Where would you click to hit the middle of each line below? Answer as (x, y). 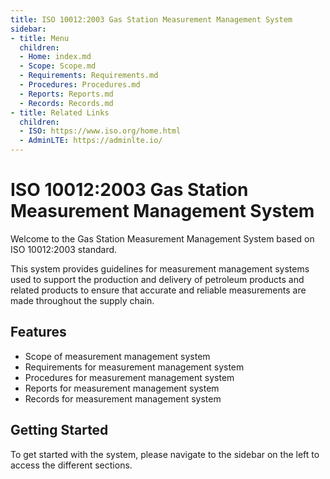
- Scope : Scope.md (58, 66)
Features (38, 332)
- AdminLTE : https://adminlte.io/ (91, 141)
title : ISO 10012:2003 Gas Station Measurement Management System (151, 19)
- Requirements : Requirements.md (89, 76)
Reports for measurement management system (122, 388)
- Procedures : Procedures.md (80, 85)
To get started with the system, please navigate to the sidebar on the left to (165, 454)
